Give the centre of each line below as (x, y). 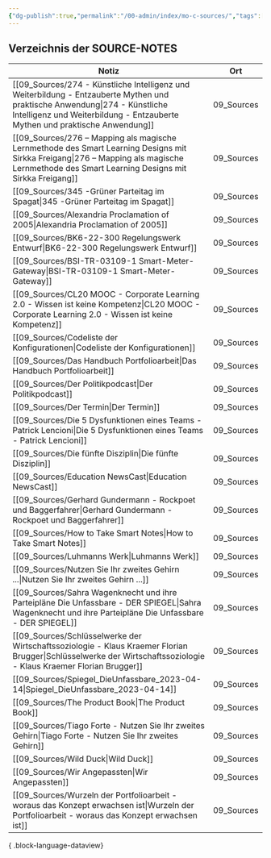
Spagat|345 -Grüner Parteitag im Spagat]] (94, 202)
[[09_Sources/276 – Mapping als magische (95, 138)
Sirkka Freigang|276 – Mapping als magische (98, 158)
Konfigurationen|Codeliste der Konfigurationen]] (104, 348)
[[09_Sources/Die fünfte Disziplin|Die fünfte (96, 454)
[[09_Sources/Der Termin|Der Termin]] (86, 407)
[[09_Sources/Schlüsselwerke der (77, 636)
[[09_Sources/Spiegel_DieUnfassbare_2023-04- (107, 680)
